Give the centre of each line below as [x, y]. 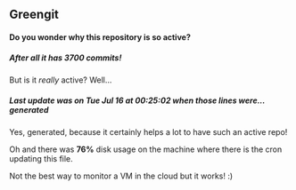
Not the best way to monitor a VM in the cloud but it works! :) [121, 176]
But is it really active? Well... [61, 80]
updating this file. [41, 158]
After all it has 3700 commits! [66, 58]
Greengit [34, 15]
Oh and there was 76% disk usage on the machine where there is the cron [146, 149]
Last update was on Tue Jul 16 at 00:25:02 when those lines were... [137, 100]
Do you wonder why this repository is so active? [100, 37]
